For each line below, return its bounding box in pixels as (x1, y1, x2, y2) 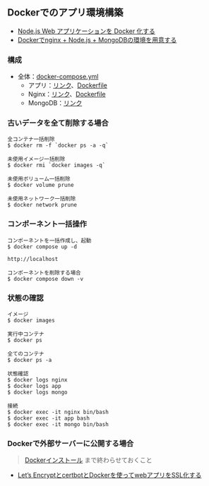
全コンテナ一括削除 (7, 136, 55, 143)
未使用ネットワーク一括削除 (7, 195, 76, 202)
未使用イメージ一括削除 (7, 156, 66, 163)
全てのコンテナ (7, 351, 44, 358)
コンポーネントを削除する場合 (7, 269, 81, 277)
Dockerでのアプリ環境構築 (7, 6, 124, 19)
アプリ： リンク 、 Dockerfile (28, 81, 107, 90)
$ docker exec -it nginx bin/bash (7, 408, 109, 415)
